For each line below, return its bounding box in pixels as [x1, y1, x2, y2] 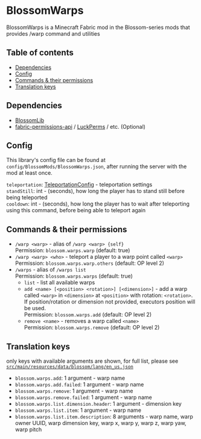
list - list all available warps [24, 279, 95, 286]
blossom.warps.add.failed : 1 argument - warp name [14, 381, 144, 388]
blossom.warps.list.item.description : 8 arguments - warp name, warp [14, 413, 193, 420]
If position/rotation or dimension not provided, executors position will [24, 298, 196, 305]
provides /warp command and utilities [6, 30, 101, 37]
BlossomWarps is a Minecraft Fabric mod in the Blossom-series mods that [6, 24, 190, 31]
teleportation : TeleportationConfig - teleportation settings [6, 181, 153, 188]
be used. [24, 305, 46, 312]
